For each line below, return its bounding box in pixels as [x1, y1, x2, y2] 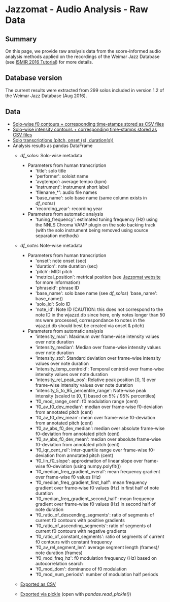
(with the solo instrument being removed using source [35, 227, 149, 233]
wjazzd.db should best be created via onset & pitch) [35, 322, 145, 329]
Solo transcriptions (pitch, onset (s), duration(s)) [12, 137, 114, 143]
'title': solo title [35, 167, 66, 174]
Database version [5, 74, 62, 82]
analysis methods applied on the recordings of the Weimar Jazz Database [5, 53, 160, 60]
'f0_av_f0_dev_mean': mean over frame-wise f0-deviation [35, 414, 156, 420]
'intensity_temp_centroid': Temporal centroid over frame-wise [35, 365, 164, 372]
